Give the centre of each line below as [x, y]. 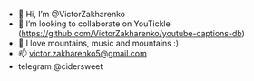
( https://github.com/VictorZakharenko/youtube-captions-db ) [131, 33]
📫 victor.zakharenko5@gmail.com [82, 53]
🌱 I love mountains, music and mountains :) [98, 43]
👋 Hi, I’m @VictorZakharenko [71, 14]
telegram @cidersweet [60, 66]
